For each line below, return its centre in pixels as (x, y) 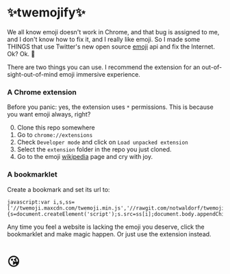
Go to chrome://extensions (55, 135)
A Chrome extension (42, 92)
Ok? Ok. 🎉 (21, 53)
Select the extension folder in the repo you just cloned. (94, 149)
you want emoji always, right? (49, 114)
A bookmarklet (32, 175)
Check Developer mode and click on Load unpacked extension (102, 142)
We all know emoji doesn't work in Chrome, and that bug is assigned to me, (113, 32)
